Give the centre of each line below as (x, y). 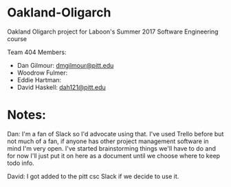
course (17, 38)
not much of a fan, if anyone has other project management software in (108, 141)
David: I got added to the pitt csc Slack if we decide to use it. (93, 176)
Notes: (27, 115)
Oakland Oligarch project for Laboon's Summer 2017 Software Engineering (113, 32)
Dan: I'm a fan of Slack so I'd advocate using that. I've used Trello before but (115, 134)
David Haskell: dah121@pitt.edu (62, 87)
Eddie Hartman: (39, 79)
